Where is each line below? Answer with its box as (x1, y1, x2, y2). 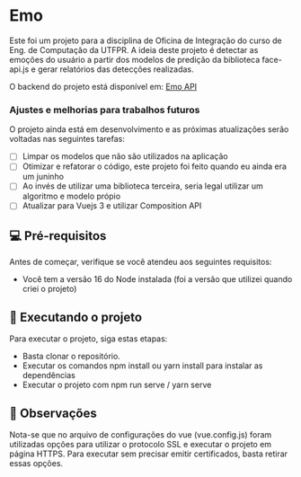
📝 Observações (9, 405, 97, 420)
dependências (22, 370, 76, 381)
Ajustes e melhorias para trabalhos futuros (9, 103, 200, 116)
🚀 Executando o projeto (9, 309, 142, 324)
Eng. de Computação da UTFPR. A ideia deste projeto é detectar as (9, 44, 259, 55)
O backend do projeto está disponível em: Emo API (9, 81, 198, 92)
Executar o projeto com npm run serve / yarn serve (22, 379, 212, 391)
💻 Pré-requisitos (9, 228, 107, 243)
